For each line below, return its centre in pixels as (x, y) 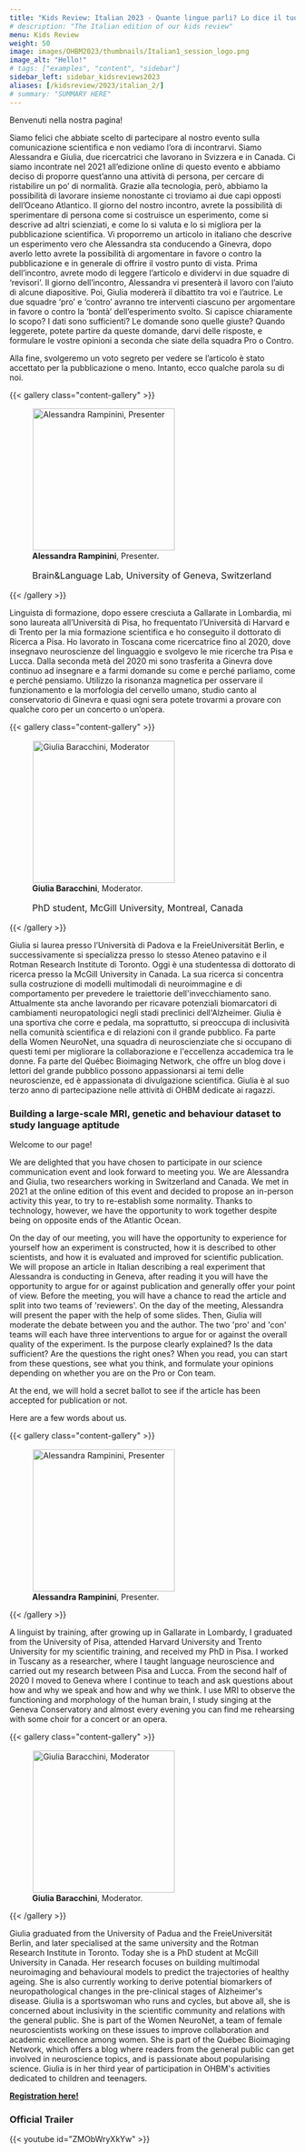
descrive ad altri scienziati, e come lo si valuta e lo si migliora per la (135, 225)
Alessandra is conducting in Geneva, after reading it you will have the (139, 1277)
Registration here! (44, 2096)
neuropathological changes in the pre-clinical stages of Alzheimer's (136, 1991)
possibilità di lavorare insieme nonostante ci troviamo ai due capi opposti (145, 195)
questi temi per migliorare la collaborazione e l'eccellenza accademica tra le (152, 1052)
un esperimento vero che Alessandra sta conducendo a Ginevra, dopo (141, 244)
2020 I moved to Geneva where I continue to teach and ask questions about (151, 1681)
